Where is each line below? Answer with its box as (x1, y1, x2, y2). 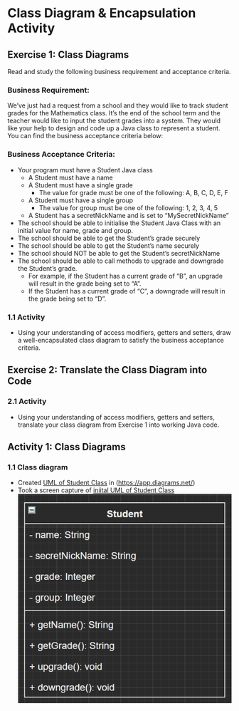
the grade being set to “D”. (28, 294, 107, 303)
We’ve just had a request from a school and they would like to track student (7, 101, 229, 110)
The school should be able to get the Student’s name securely (17, 241, 200, 250)
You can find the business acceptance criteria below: (7, 132, 164, 140)
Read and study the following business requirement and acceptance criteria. (7, 68, 231, 76)
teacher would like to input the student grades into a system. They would (7, 116, 221, 125)
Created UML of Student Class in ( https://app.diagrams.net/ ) (17, 479, 196, 487)
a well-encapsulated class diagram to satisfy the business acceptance (17, 336, 224, 344)
